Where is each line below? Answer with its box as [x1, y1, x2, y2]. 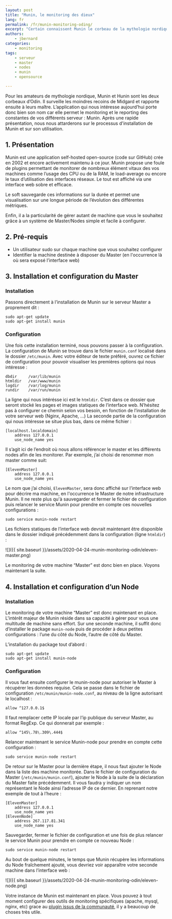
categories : [5, 41, 31, 46]
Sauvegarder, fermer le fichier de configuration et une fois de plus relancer [5, 832, 163, 838]
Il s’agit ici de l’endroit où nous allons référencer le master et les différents [5, 446, 161, 452]
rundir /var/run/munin [5, 388, 60, 393]
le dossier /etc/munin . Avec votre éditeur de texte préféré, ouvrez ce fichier [5, 353, 165, 359]
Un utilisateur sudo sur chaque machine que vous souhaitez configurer [12, 246, 163, 252]
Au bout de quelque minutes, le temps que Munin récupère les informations [5, 856, 165, 863]
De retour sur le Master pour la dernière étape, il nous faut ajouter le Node [5, 763, 162, 770]
